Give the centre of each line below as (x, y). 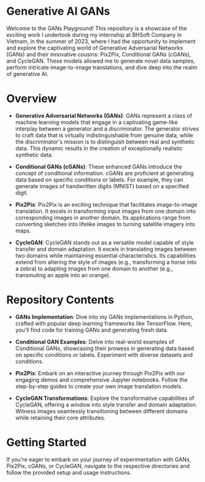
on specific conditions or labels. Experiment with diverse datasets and (104, 354)
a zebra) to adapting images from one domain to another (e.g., (94, 269)
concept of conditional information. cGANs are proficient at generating (104, 173)
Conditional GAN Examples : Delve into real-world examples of (95, 342)
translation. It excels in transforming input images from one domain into (106, 211)
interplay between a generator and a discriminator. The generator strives (107, 128)
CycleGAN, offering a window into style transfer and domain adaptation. (106, 404)
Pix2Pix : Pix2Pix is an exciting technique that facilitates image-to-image (106, 204)
